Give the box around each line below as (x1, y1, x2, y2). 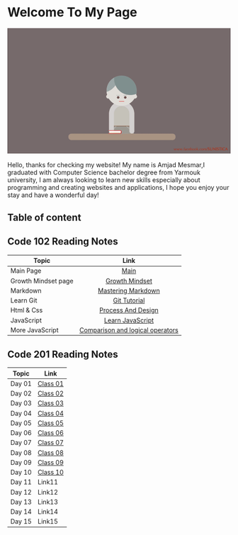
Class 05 (38, 419, 64, 427)
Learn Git (10, 296, 38, 305)
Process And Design (98, 306, 159, 315)
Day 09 (10, 458, 32, 466)
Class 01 (38, 379, 64, 388)
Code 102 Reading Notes (7, 235, 118, 248)
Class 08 (38, 448, 64, 457)
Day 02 (10, 389, 32, 398)
